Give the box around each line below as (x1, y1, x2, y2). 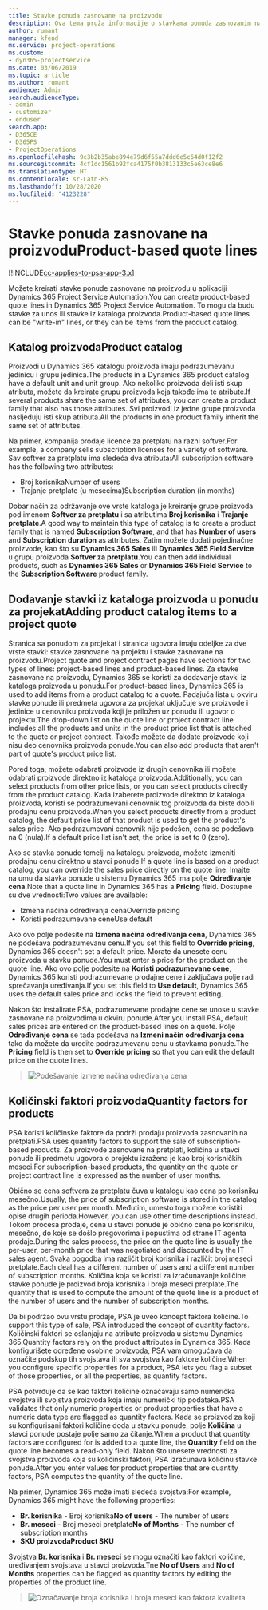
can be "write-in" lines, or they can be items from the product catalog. (8, 317, 239, 327)
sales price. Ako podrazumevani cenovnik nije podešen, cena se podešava (8, 824, 254, 833)
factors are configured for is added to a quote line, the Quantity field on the (8, 1437, 257, 1447)
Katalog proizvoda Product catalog (8, 340, 183, 354)
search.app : (8, 123, 48, 131)
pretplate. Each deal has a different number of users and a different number (8, 1262, 255, 1271)
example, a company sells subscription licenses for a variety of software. (8, 445, 249, 455)
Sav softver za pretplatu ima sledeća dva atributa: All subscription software (8, 453, 254, 463)
